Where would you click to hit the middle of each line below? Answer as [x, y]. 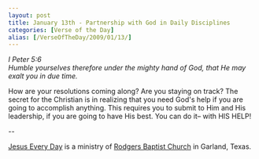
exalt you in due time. [43, 76]
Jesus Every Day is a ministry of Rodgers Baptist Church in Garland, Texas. [130, 146]
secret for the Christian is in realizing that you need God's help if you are [126, 99]
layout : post [30, 15]
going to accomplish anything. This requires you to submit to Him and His [127, 108]
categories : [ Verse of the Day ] [61, 30]
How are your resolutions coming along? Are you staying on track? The [123, 92]
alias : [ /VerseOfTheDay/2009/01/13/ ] [70, 37]
